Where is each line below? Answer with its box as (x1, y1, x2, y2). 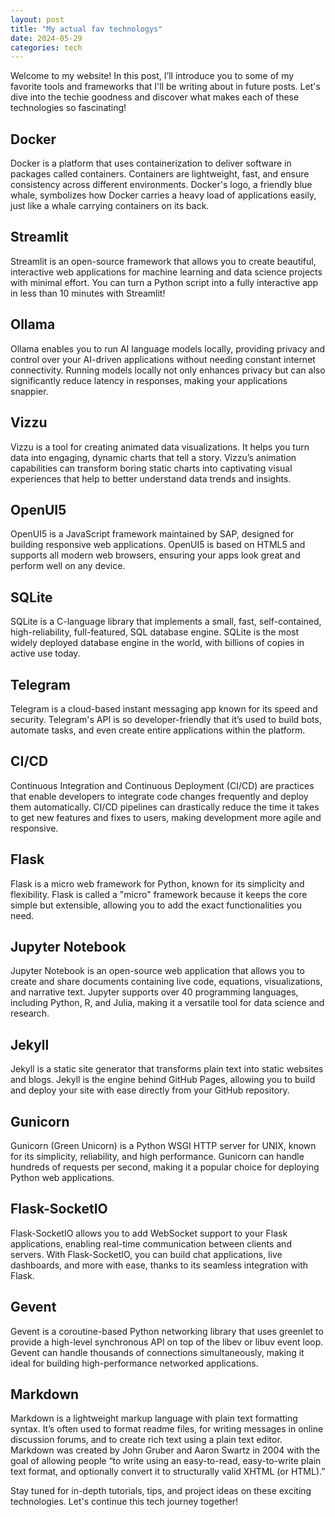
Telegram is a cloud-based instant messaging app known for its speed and (10, 702, 318, 715)
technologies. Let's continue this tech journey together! (10, 1496, 239, 1508)
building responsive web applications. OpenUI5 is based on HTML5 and (10, 539, 306, 551)
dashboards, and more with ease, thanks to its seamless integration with (10, 1259, 309, 1271)
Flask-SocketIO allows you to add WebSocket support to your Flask (10, 1227, 288, 1239)
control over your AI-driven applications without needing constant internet (10, 353, 316, 365)
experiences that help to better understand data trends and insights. (10, 472, 292, 485)
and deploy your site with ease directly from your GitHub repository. (10, 1084, 290, 1096)
